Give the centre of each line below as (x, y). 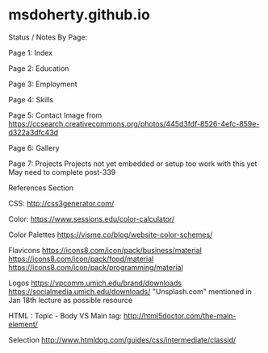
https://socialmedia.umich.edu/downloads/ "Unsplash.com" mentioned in (130, 291)
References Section (41, 188)
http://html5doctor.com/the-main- (180, 315)
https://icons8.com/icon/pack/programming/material (96, 267)
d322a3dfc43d (33, 132)
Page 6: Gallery (34, 147)
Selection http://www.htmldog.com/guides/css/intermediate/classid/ (122, 339)
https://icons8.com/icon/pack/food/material (81, 259)
